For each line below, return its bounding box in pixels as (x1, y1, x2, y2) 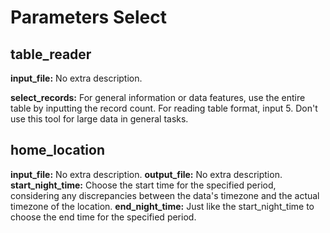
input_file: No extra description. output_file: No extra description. (10, 168, 283, 180)
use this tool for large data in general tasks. (10, 113, 189, 125)
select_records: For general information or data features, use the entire (10, 92, 306, 103)
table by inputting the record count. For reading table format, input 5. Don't (10, 102, 318, 114)
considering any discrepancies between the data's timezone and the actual (10, 189, 320, 201)
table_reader (10, 46, 92, 63)
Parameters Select (10, 6, 167, 29)
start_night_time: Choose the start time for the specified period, (10, 179, 277, 191)
